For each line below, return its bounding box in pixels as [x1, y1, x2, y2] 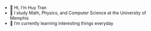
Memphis [9, 15, 29, 21]
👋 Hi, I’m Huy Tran [9, 5, 47, 10]
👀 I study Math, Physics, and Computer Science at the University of [9, 10, 147, 16]
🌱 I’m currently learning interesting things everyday [9, 20, 114, 26]
